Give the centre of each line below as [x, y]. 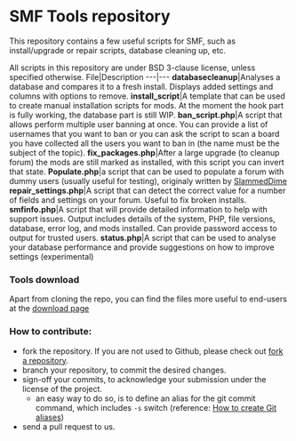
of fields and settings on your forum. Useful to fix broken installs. [128, 200]
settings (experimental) [52, 256]
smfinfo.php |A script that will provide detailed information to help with [139, 209]
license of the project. [62, 389]
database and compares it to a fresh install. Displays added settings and [141, 86]
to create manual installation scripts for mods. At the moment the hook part [147, 105]
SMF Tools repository [90, 16]
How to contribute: [51, 332]
